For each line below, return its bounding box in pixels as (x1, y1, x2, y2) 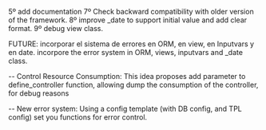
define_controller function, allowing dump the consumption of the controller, (8, 80, 259, 89)
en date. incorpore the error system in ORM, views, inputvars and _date (8, 48, 244, 57)
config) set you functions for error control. (8, 112, 148, 122)
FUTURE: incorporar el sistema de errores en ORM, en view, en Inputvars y (8, 39, 254, 49)
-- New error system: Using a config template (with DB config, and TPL (8, 104, 242, 113)
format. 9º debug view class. (8, 24, 104, 33)
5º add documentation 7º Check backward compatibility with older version (8, 7, 254, 16)
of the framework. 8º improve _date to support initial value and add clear (8, 15, 248, 25)
